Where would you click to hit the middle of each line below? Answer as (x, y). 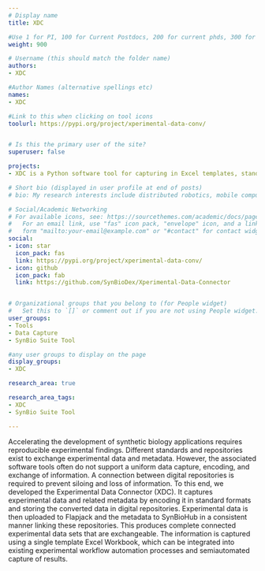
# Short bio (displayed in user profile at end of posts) (105, 187)
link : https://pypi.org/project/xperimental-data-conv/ (109, 261)
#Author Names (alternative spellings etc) (81, 87)
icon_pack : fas (40, 253)
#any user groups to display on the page (77, 354)
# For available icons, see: (56, 217)
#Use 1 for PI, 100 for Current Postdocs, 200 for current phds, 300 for (132, 37)
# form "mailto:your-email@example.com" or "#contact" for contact (125, 232)
